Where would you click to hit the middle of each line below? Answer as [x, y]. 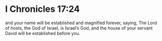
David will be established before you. [43, 33]
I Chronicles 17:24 [42, 9]
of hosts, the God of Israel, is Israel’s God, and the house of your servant [79, 28]
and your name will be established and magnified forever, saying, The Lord [81, 23]
